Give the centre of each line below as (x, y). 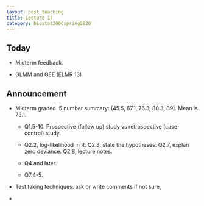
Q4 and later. (40, 163)
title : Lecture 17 (30, 18)
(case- (172, 126)
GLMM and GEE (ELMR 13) (48, 74)
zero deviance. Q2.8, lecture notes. (68, 151)
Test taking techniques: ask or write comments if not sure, (88, 187)
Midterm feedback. (39, 63)
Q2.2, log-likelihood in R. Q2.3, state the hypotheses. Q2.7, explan (107, 145)
